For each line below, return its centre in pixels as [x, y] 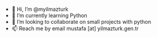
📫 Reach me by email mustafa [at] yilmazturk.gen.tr [75, 28]
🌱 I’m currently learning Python [49, 15]
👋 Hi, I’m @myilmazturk [40, 9]
